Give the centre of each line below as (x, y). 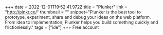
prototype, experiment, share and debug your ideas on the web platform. (78, 17)
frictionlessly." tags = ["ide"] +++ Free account (52, 27)
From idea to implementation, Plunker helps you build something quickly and (81, 22)
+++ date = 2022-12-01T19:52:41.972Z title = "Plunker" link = (66, 7)
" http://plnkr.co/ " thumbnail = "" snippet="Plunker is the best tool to (73, 12)
